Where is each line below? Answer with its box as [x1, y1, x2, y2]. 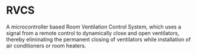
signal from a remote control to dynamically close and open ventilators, [6, 29, 179, 36]
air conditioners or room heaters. [6, 42, 86, 49]
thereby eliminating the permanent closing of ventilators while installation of [6, 36, 191, 43]
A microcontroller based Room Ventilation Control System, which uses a [6, 23, 182, 30]
